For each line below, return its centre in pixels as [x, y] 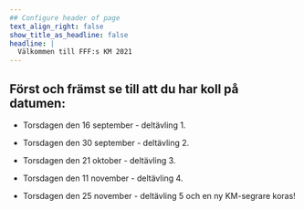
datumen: [37, 103]
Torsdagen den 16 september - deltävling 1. [104, 125]
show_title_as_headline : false [69, 35]
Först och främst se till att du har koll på [124, 89]
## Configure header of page [65, 18]
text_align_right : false [57, 26]
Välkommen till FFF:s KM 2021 [75, 52]
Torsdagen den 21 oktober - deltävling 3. [99, 160]
